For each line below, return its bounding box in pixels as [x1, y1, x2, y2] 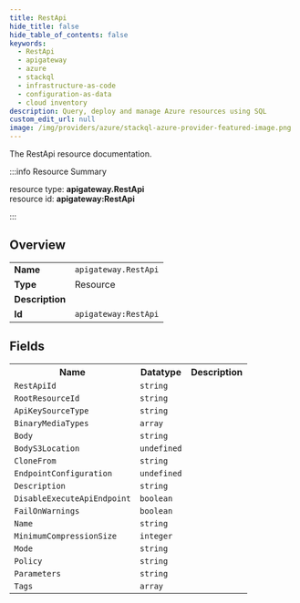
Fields [9, 339, 46, 354]
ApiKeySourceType [14, 405, 89, 415]
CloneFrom [14, 455, 57, 465]
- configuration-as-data [17, 89, 112, 98]
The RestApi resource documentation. [9, 148, 152, 159]
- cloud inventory [17, 97, 88, 107]
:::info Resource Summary [9, 166, 108, 177]
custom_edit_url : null [9, 115, 96, 124]
